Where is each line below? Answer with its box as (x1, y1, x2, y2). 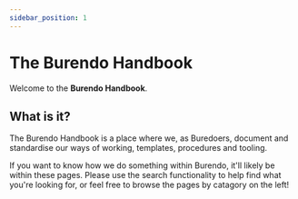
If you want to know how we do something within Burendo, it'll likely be (9, 160, 275, 171)
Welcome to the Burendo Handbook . (9, 83, 148, 94)
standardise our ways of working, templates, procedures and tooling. (9, 143, 268, 154)
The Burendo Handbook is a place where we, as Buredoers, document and (9, 133, 289, 144)
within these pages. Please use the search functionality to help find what (9, 170, 282, 181)
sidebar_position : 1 (9, 13, 88, 23)
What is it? (9, 108, 71, 124)
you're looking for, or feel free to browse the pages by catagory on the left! (9, 179, 290, 191)
